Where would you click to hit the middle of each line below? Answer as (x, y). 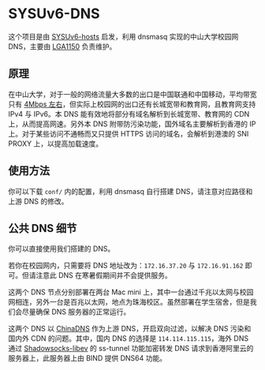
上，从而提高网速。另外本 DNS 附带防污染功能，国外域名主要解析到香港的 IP (132, 124)
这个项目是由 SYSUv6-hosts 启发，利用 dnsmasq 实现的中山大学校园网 (123, 36)
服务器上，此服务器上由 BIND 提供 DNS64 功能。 (88, 358)
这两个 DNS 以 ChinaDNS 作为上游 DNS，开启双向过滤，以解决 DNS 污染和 (130, 329)
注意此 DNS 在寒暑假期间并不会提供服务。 (103, 275)
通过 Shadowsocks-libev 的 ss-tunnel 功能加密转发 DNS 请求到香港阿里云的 (131, 349)
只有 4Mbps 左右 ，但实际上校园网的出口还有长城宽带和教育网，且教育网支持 (132, 104)
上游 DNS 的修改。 (38, 201)
